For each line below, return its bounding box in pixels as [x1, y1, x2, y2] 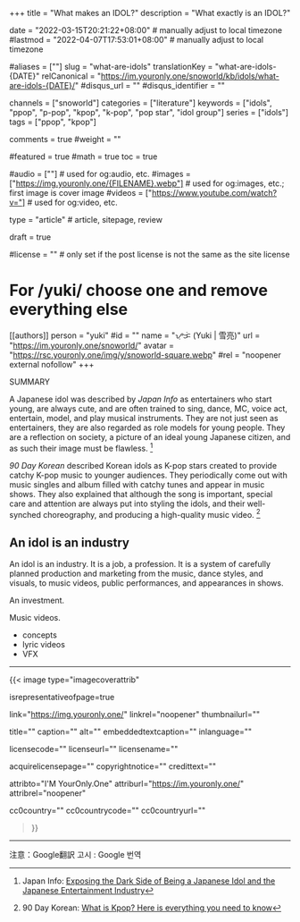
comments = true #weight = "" [9, 134, 121, 144]
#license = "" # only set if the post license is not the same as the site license [9, 250, 290, 259]
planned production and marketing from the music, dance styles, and [9, 568, 263, 579]
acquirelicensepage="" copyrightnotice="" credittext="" [9, 761, 217, 772]
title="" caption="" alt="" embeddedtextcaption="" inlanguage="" [9, 726, 253, 737]
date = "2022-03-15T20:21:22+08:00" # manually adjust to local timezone [9, 25, 283, 35]
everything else [9, 300, 129, 320]
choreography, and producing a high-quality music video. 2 [43, 507, 261, 520]
